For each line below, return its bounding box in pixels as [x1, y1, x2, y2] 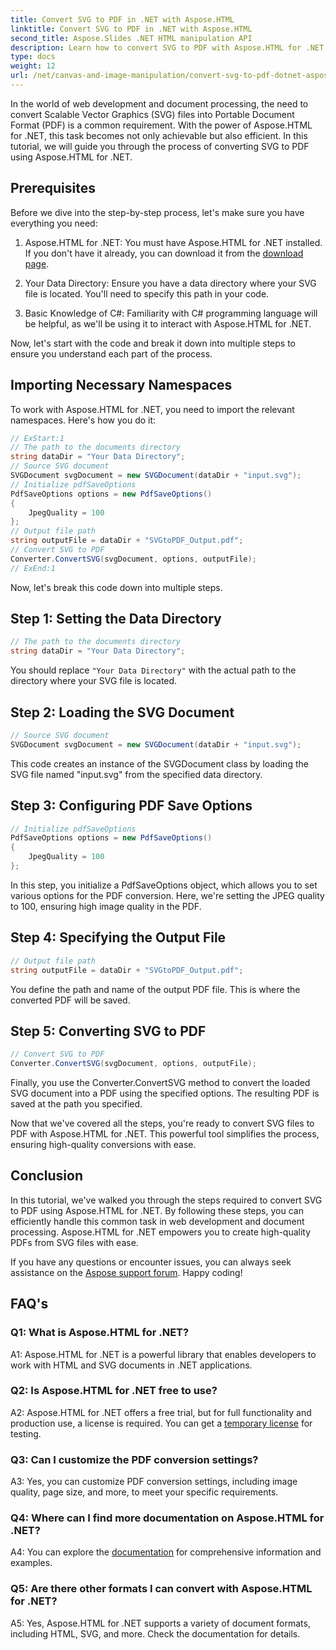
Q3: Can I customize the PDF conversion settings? [10, 1452, 259, 1466]
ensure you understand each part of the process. [10, 347, 213, 360]
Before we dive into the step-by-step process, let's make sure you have [10, 206, 305, 218]
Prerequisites [10, 180, 96, 197]
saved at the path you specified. [10, 1098, 143, 1110]
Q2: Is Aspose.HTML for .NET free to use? [10, 1384, 218, 1398]
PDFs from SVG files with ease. [10, 1236, 139, 1248]
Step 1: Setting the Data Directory [10, 611, 222, 628]
